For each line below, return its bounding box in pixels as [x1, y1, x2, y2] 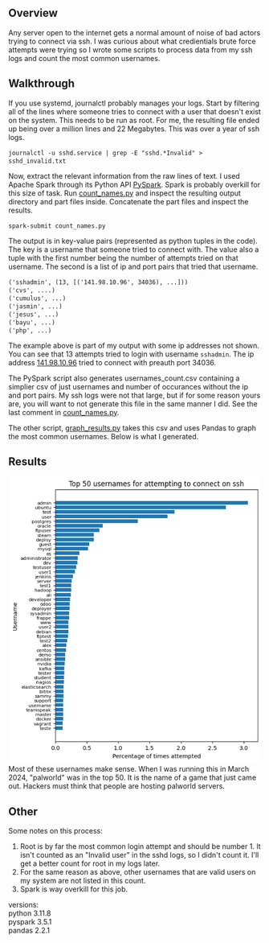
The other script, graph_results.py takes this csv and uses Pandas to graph [8, 422, 257, 433]
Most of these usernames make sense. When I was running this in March [8, 764, 250, 774]
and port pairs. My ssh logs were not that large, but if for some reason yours [8, 390, 261, 400]
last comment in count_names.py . [8, 407, 120, 417]
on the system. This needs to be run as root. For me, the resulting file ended [8, 115, 260, 125]
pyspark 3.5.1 [8, 917, 52, 927]
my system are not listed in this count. [19, 876, 146, 886]
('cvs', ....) [8, 286, 56, 294]
